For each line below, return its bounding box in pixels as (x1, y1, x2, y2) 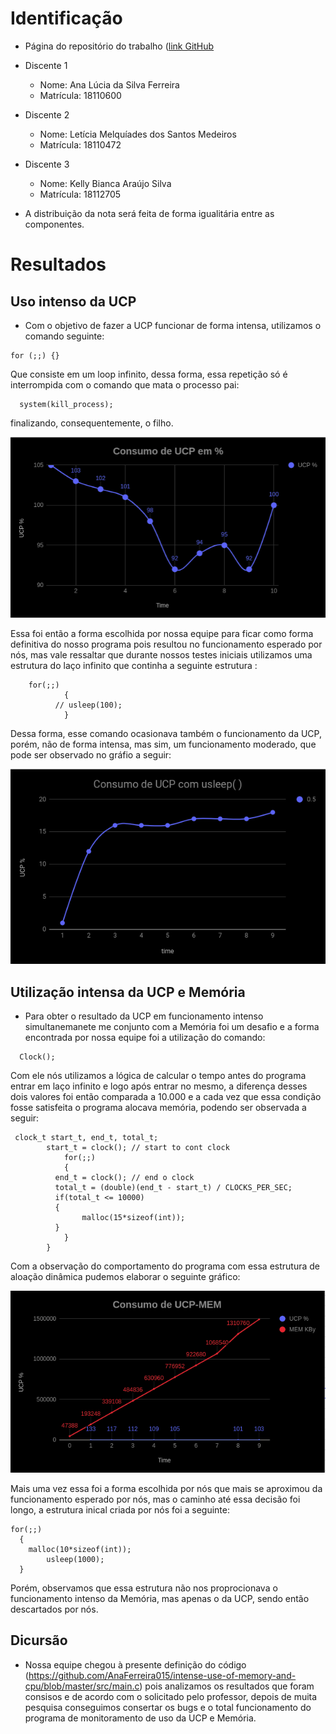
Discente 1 (24, 59, 68, 71)
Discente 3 (24, 158, 70, 170)
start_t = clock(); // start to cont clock (46, 1143, 230, 1153)
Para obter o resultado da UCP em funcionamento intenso (24, 1010, 264, 1022)
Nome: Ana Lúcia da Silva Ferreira (39, 78, 180, 91)
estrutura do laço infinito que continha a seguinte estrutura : (10, 660, 258, 672)
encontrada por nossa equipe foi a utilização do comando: (24, 1032, 266, 1044)
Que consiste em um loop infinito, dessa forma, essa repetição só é (10, 368, 288, 380)
